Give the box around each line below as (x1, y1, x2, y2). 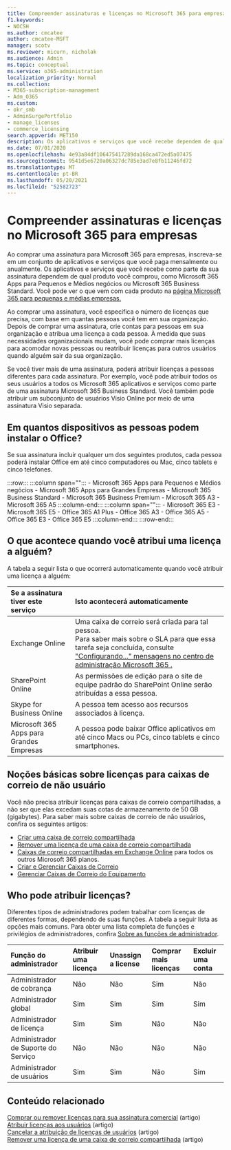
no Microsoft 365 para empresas (7, 228, 198, 243)
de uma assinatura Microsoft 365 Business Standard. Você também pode (7, 387, 214, 395)
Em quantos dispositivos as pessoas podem (7, 421, 199, 433)
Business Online (10, 708, 63, 718)
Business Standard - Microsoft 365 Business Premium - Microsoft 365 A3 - (7, 494, 220, 501)
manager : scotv (7, 42, 51, 49)
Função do (10, 951, 46, 960)
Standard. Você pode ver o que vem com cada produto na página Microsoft (7, 287, 221, 295)
